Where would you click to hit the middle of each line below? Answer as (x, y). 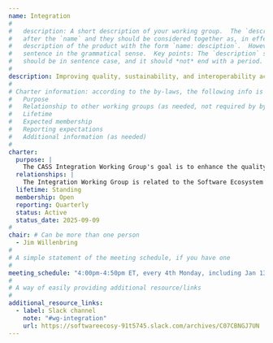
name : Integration (39, 16)
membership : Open (45, 197)
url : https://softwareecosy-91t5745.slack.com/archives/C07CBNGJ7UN (141, 326)
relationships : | (45, 175)
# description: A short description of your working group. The (125, 31)
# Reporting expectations (56, 129)
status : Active (41, 212)
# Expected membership (50, 122)
